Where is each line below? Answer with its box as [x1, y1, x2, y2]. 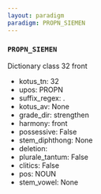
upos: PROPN [18, 85, 64, 94]
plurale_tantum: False [18, 152, 88, 162]
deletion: [18, 143, 48, 153]
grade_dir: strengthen [18, 110, 90, 120]
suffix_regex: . [18, 93, 65, 103]
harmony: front [18, 118, 68, 127]
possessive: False [18, 127, 77, 136]
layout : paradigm [7, 11, 65, 20]
